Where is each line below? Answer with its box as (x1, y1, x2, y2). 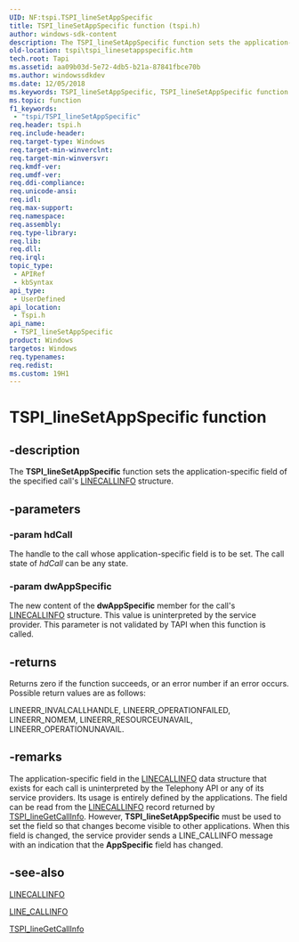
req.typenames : (9, 353, 66, 361)
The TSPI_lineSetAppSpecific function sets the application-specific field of (9, 467, 287, 477)
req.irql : (9, 253, 46, 263)
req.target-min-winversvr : (9, 153, 109, 163)
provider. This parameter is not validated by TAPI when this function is (9, 620, 266, 630)
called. (9, 629, 34, 639)
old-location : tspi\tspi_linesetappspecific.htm (9, 46, 193, 55)
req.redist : (9, 361, 53, 369)
